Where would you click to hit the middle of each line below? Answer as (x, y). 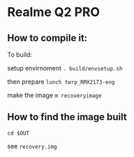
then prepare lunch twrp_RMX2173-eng (61, 82)
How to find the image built (67, 117)
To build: (20, 54)
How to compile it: (47, 38)
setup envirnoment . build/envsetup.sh (65, 68)
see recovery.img (32, 146)
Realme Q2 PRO (53, 12)
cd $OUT (18, 133)
